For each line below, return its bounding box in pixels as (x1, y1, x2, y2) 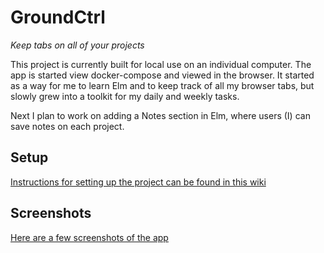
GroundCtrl (10, 6, 106, 29)
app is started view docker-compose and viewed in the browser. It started (10, 69, 315, 81)
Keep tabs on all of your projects (10, 39, 145, 51)
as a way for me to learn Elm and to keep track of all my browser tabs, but (10, 79, 315, 91)
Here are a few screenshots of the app (10, 231, 169, 243)
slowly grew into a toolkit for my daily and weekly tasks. (10, 90, 240, 102)
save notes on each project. (10, 120, 125, 132)
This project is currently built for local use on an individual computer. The (10, 58, 312, 70)
